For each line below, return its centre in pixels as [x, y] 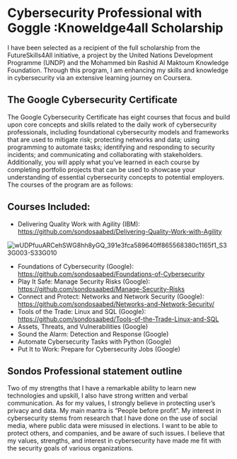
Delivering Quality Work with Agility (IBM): [79, 223]
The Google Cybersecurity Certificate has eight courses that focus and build [119, 117]
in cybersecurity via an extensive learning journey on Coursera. [100, 77]
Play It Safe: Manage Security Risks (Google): [84, 281]
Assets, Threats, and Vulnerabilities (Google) [83, 326]
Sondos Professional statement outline [95, 371]
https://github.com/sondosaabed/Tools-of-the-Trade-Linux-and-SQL [118, 319]
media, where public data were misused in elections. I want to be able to [112, 426]
